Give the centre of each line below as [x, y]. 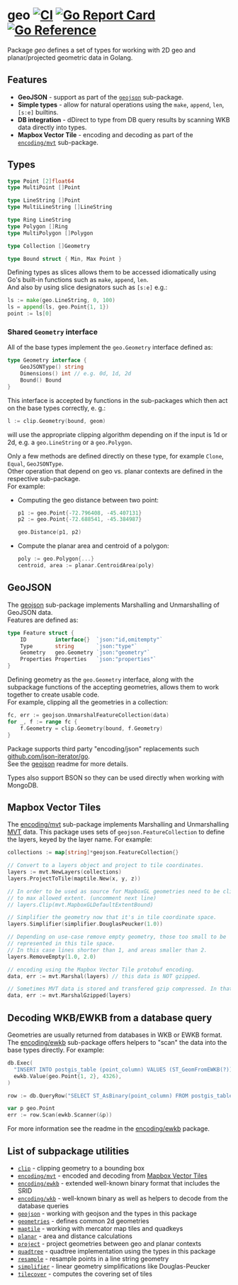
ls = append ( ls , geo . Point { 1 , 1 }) [58, 307]
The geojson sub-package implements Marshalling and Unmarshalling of [113, 605]
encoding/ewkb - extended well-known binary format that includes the [119, 1183]
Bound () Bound [41, 380]
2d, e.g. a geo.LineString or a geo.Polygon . [70, 442]
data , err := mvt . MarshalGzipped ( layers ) [69, 996]
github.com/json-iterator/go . [49, 756]
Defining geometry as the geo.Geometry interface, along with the [101, 679]
